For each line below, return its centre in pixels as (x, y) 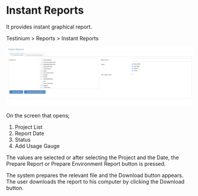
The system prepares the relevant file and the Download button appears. (95, 175)
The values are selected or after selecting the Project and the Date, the (92, 157)
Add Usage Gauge (37, 146)
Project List (28, 127)
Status (23, 140)
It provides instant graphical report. (49, 27)
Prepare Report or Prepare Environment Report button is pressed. (86, 163)
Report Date (29, 133)
